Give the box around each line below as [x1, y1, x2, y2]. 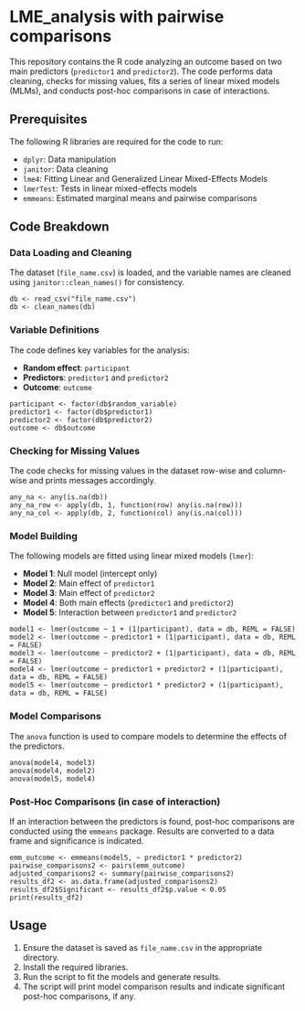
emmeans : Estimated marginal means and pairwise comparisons [22, 192, 258, 203]
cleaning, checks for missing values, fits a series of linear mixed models [9, 75, 280, 86]
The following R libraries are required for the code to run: [9, 135, 224, 147]
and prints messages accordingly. [28, 475, 157, 486]
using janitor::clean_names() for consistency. [9, 277, 185, 288]
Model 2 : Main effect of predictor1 [22, 578, 155, 589]
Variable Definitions [9, 324, 100, 336]
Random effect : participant [22, 362, 131, 373]
